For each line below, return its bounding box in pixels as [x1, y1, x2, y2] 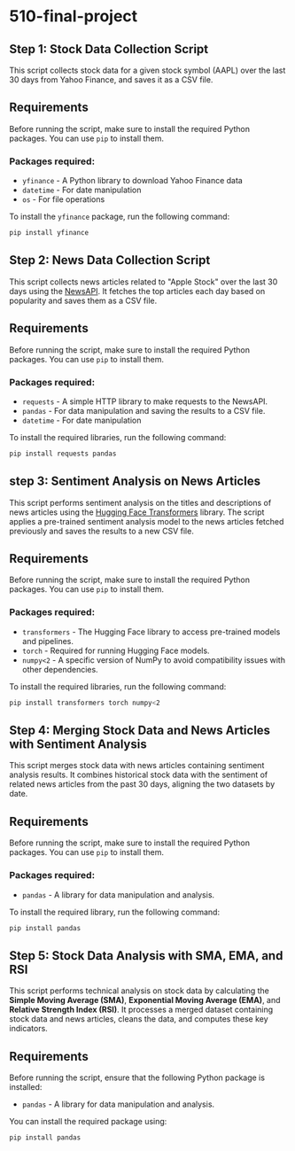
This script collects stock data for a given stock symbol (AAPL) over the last [9, 65, 286, 75]
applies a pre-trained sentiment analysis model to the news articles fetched [9, 516, 284, 526]
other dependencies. [21, 664, 99, 674]
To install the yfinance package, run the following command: [9, 211, 230, 222]
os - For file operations [21, 194, 105, 205]
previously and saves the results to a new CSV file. [9, 525, 195, 536]
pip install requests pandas [9, 449, 117, 458]
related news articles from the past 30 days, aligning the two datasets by [9, 779, 276, 789]
